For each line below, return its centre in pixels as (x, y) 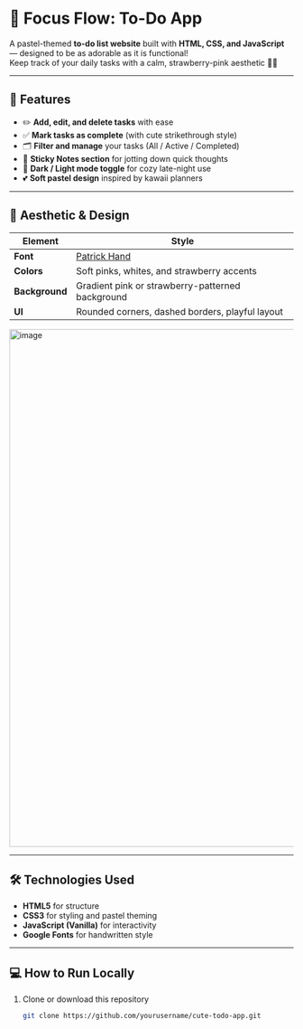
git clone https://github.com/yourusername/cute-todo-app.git (142, 1016)
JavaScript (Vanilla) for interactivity (89, 925)
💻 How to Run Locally (72, 972)
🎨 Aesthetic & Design (69, 216)
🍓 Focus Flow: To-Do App (106, 19)
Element (40, 241)
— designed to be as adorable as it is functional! (99, 52)
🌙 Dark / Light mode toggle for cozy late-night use (117, 168)
